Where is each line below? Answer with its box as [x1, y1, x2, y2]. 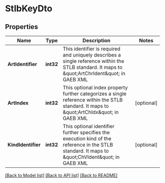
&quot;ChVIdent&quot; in [63, 153, 120, 160]
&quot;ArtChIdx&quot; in [63, 109, 119, 116]
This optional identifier [63, 123, 114, 129]
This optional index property [63, 84, 128, 91]
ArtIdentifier [7, 61, 37, 67]
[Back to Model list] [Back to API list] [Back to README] [5, 173, 118, 178]
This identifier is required [63, 45, 121, 52]
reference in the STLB [63, 141, 113, 148]
